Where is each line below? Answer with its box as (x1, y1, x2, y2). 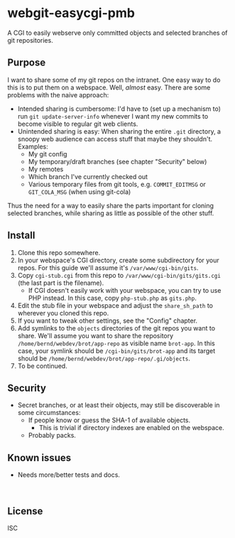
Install (7, 230, 35, 242)
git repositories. (7, 36, 53, 44)
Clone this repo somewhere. (17, 248, 101, 257)
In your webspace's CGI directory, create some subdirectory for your (17, 256, 220, 264)
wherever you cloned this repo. (17, 308, 109, 317)
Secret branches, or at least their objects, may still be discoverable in (17, 401, 220, 409)
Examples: (17, 142, 48, 151)
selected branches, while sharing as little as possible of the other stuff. (7, 208, 214, 217)
